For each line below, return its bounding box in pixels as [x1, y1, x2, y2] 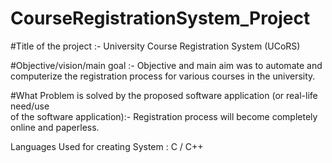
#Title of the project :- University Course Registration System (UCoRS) [10, 40, 301, 52]
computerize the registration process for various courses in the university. [10, 70, 316, 82]
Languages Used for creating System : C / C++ [10, 140, 204, 152]
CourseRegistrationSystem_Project [10, 7, 311, 30]
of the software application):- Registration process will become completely [10, 110, 318, 122]
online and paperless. [10, 121, 100, 133]
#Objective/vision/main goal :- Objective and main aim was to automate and [10, 59, 323, 71]
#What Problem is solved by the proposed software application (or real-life [10, 89, 318, 101]
